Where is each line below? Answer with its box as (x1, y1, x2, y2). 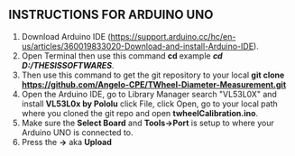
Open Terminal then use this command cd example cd (21, 50, 223, 61)
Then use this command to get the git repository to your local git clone (21, 69, 285, 80)
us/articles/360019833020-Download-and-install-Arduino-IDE (21, 41, 254, 51)
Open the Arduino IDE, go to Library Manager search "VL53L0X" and (21, 88, 277, 99)
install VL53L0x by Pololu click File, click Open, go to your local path (21, 98, 279, 109)
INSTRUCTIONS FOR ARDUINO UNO (8, 7, 214, 23)
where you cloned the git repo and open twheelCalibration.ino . (21, 107, 259, 118)
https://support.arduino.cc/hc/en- (110, 31, 236, 41)
